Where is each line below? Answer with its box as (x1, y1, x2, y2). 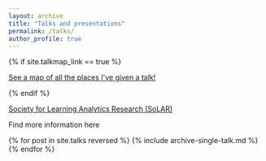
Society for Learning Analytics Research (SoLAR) (8, 104, 173, 114)
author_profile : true (8, 34, 82, 43)
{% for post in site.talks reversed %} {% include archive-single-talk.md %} (8, 136, 259, 146)
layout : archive (8, 11, 63, 20)
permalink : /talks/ (8, 27, 75, 35)
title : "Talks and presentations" (8, 20, 126, 28)
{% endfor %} (8, 144, 55, 154)
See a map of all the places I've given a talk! (8, 72, 156, 82)
